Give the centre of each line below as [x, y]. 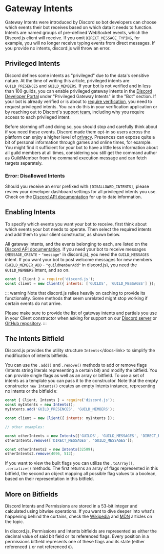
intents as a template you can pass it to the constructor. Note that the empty [82, 381]
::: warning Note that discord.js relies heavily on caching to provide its [75, 293]
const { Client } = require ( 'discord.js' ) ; [50, 279]
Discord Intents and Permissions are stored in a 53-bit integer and [71, 506]
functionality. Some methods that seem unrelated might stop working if [76, 298]
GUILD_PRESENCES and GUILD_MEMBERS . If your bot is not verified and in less [78, 86]
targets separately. [24, 163]
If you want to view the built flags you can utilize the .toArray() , [70, 463]
